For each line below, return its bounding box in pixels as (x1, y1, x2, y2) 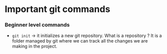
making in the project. (12, 43, 57, 49)
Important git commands (5, 3, 111, 15)
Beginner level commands (5, 21, 70, 28)
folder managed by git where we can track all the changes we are (12, 38, 148, 44)
